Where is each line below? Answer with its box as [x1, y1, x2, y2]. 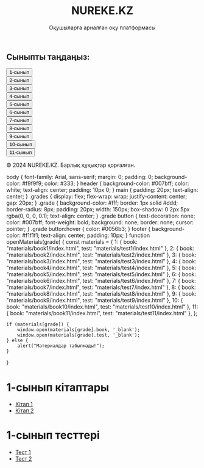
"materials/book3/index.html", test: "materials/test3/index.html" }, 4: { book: [6, 258, 197, 265]
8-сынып [9, 125, 30, 132]
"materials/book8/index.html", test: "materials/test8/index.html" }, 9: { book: [6, 290, 197, 298]
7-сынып [9, 117, 30, 124]
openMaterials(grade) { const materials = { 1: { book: [6, 238, 138, 246]
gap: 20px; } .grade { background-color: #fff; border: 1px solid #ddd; [6, 199, 178, 207]
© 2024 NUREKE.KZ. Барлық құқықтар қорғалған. [6, 161, 136, 169]
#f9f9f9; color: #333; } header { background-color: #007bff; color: [22, 180, 189, 187]
